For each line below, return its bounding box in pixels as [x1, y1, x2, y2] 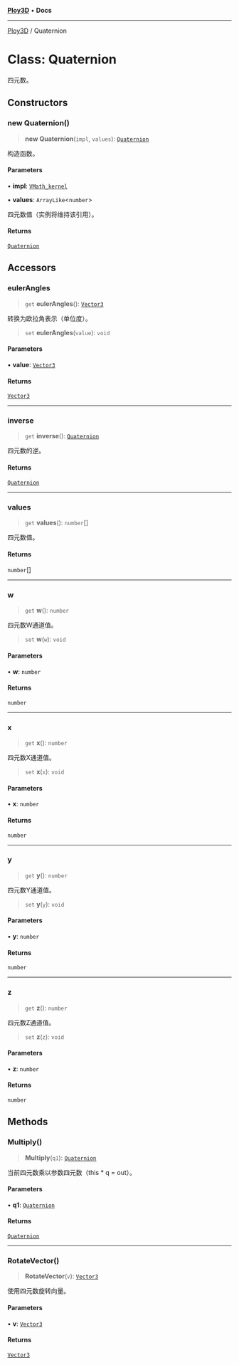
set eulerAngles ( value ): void [24, 328, 110, 337]
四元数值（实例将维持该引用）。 [7, 210, 98, 218]
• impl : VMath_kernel [7, 181, 68, 190]
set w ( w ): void [24, 635, 66, 643]
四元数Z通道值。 [7, 1018, 55, 1027]
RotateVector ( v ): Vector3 [24, 1272, 99, 1280]
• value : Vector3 [7, 360, 55, 369]
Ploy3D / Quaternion [7, 26, 68, 35]
